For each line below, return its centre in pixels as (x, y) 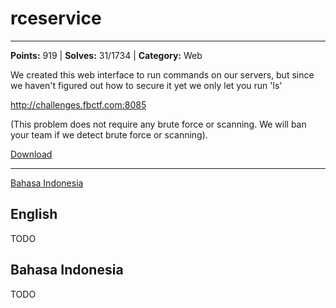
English (34, 214)
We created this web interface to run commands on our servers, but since (162, 74)
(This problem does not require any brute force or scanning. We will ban (158, 124)
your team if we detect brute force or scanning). (109, 134)
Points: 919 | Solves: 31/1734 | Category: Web (106, 55)
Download (31, 154)
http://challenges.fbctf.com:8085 (78, 104)
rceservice (56, 18)
